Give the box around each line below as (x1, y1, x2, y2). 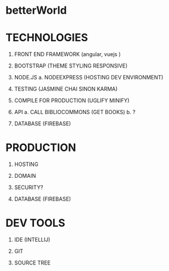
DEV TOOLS (5, 216, 65, 230)
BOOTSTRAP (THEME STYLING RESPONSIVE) (14, 62, 128, 69)
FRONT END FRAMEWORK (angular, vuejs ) (14, 51, 121, 58)
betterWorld (5, 4, 67, 17)
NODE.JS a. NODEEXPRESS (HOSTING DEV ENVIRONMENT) (14, 74, 164, 81)
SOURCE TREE (14, 259, 51, 266)
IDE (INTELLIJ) (14, 236, 51, 243)
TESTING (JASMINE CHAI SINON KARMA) (14, 85, 118, 93)
